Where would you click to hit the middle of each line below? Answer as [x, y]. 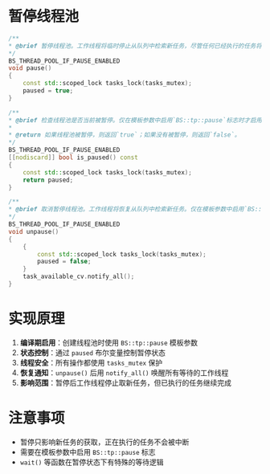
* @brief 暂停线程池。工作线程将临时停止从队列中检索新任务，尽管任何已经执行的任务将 [135, 46]
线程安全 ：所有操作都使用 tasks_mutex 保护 [91, 362]
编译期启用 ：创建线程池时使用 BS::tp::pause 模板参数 [109, 342]
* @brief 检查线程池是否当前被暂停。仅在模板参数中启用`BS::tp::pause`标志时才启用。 [138, 120]
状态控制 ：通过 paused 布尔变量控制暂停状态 [93, 352]
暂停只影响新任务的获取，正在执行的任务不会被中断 [104, 442]
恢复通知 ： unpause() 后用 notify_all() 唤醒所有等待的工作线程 [124, 372]
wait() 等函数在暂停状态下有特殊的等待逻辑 [92, 462]
